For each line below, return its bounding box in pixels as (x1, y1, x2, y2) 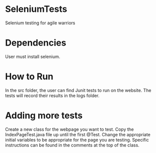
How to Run (5, 71, 53, 82)
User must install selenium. (5, 53, 60, 59)
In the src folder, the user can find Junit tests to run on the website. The (5, 87, 152, 93)
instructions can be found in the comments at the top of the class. (5, 142, 140, 148)
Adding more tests (5, 110, 83, 121)
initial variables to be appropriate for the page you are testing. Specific (5, 137, 149, 143)
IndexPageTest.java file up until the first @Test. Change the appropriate (5, 131, 151, 137)
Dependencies (5, 37, 66, 49)
